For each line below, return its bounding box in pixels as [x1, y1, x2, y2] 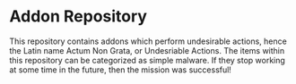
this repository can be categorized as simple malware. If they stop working [9, 55, 285, 65]
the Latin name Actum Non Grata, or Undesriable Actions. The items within [9, 45, 285, 55]
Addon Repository [9, 6, 148, 27]
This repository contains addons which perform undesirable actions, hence [9, 36, 287, 46]
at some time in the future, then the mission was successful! [9, 64, 231, 75]
